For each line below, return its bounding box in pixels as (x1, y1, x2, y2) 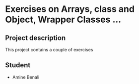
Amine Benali (12, 74, 40, 80)
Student (5, 61, 31, 70)
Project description (5, 34, 66, 42)
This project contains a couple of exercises (5, 47, 93, 52)
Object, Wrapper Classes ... (5, 14, 122, 25)
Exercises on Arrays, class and (5, 3, 135, 15)
